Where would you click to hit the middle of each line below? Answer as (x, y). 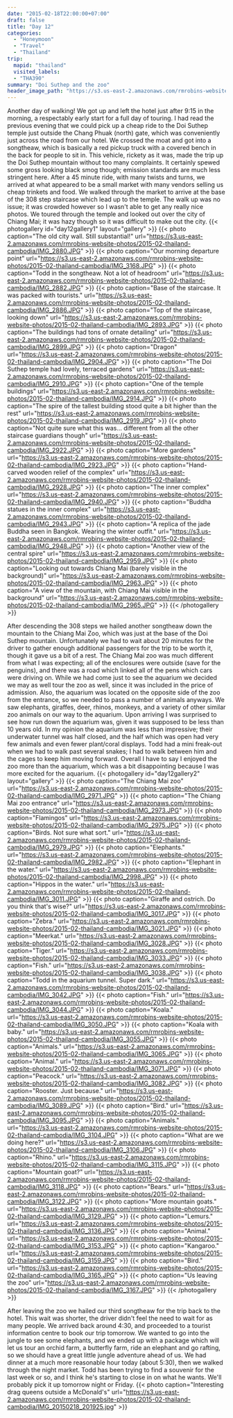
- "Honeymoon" (34, 40)
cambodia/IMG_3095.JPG (44, 1120)
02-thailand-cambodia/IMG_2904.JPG (62, 362)
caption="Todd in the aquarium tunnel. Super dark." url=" (89, 981)
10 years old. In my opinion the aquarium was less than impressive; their (110, 729)
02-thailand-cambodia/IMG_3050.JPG (62, 1024)
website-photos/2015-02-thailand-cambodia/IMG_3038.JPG (94, 973)
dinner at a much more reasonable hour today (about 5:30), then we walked (115, 1362)
